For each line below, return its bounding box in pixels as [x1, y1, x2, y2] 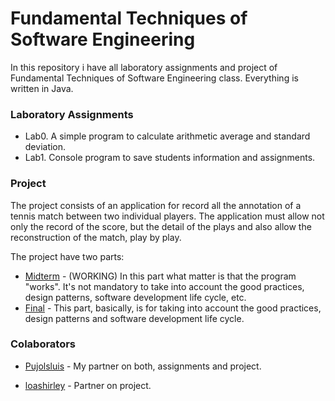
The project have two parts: [10, 250, 125, 262]
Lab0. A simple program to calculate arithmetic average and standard [24, 130, 311, 142]
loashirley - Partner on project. [24, 379, 152, 391]
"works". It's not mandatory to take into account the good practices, [24, 280, 305, 292]
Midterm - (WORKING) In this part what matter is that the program [24, 270, 297, 282]
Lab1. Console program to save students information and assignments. [24, 152, 316, 164]
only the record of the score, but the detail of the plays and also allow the [10, 220, 312, 232]
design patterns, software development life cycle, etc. [24, 291, 247, 303]
